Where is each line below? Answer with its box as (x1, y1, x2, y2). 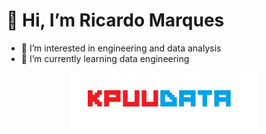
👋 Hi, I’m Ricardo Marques (6, 9, 225, 32)
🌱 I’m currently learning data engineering (20, 52, 190, 64)
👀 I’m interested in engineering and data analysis (20, 42, 222, 54)
